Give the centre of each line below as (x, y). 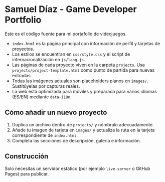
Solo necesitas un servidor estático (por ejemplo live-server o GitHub (77, 168)
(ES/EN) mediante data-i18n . (42, 97)
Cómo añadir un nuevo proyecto (56, 113)
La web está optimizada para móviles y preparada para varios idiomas (84, 91)
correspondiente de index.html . (45, 135)
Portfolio (23, 20)
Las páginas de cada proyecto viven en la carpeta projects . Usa (78, 65)
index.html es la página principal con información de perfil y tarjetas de (86, 43)
